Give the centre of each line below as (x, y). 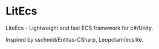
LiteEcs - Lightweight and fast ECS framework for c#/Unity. (79, 28)
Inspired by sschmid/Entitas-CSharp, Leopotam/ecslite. (75, 39)
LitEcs (21, 11)
